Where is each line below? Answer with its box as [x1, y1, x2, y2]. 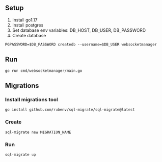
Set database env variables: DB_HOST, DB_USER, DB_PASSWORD [12, 27, 146, 33]
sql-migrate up [5, 152, 36, 157]
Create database [12, 32, 46, 38]
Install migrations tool [5, 96, 58, 103]
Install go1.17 [12, 17, 38, 23]
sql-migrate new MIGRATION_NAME [5, 130, 71, 135]
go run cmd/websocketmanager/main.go [5, 68, 82, 73]
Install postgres [12, 22, 44, 28]
